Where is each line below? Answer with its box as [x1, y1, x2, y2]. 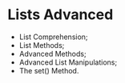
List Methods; [18, 40, 65, 49]
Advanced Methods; [18, 49, 87, 58]
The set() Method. [18, 65, 79, 75]
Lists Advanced [7, 6, 114, 24]
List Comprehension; [18, 32, 89, 41]
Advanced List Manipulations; [18, 57, 118, 67]
